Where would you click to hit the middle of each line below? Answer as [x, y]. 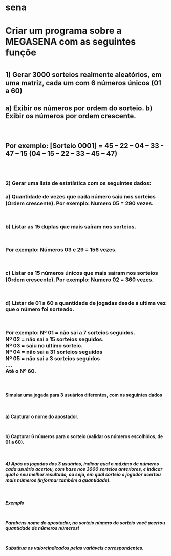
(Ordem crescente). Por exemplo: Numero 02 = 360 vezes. [80, 280]
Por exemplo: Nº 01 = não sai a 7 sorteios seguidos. [70, 332]
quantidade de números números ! [42, 528]
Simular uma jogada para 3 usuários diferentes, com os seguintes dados [84, 395]
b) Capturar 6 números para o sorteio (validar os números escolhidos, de [84, 436]
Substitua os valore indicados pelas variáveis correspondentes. [75, 548]
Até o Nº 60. [21, 371]
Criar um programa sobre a [63, 31]
